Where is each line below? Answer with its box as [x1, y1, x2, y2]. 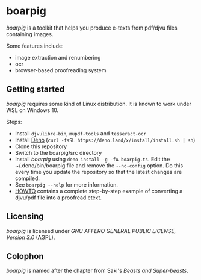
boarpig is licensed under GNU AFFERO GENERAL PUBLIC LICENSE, [6, 227, 176, 234]
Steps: [6, 118, 22, 125]
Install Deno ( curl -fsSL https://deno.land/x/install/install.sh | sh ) [14, 136, 196, 143]
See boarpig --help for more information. [14, 181, 119, 188]
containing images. [6, 30, 54, 37]
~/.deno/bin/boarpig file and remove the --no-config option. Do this [14, 161, 184, 169]
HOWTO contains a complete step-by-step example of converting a [14, 187, 183, 194]
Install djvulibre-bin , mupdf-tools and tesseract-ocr [14, 129, 146, 137]
